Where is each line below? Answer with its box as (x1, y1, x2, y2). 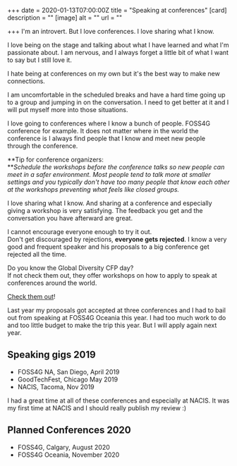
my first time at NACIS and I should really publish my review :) (7, 403, 187, 412)
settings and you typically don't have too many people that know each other (7, 178, 230, 186)
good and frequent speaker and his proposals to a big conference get (7, 243, 209, 251)
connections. (7, 77, 46, 85)
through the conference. (7, 142, 78, 150)
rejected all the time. (7, 250, 67, 258)
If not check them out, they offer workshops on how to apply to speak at (7, 271, 217, 279)
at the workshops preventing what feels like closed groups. (7, 185, 180, 193)
